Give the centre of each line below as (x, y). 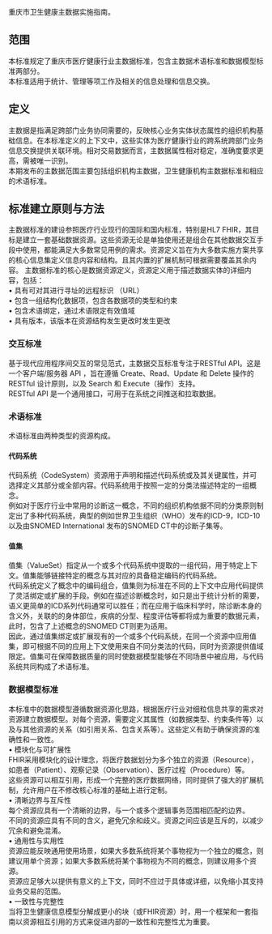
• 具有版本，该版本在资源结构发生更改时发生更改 (89, 321)
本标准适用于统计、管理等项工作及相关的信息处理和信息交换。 (111, 81)
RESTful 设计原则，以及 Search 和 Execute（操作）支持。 (104, 383)
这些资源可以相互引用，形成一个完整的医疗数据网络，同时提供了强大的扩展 (132, 779)
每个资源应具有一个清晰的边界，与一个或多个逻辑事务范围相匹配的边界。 (129, 810)
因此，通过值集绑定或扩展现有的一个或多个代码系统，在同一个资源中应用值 (132, 636)
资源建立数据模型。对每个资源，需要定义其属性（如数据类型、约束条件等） (132, 719)
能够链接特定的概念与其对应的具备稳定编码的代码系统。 (128, 576)
